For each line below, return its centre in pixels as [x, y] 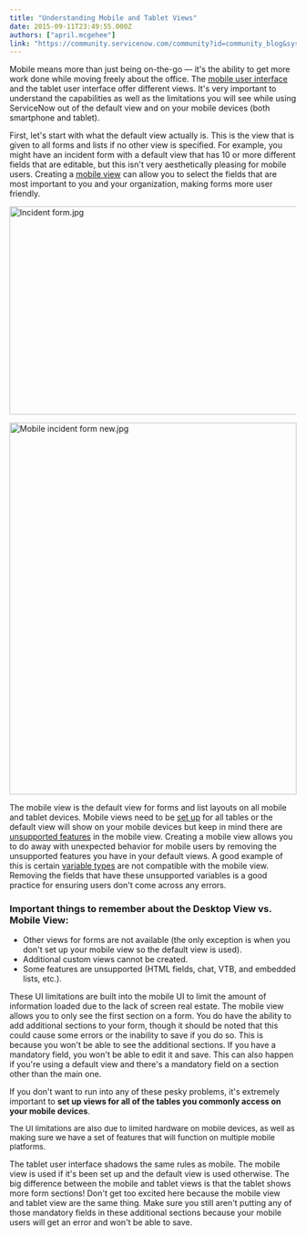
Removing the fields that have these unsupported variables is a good [138, 875]
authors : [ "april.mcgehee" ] [63, 35]
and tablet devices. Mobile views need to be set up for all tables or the [141, 817]
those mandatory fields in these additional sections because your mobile [146, 1213]
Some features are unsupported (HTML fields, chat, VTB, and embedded [159, 970]
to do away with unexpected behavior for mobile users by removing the [143, 846]
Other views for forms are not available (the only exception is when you [157, 940]
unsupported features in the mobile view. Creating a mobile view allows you [151, 837]
